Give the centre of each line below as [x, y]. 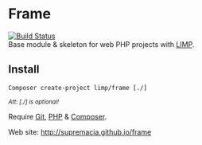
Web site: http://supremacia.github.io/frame [80, 131]
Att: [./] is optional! [34, 102]
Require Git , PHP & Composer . [58, 116]
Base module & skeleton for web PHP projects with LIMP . [101, 44]
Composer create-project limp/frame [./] [78, 88]
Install [24, 70]
